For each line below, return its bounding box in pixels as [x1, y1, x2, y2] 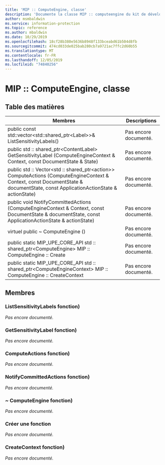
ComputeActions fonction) [5, 350, 70, 357]
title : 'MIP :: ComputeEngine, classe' [5, 7, 87, 12]
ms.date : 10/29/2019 [5, 35, 48, 40]
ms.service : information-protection [5, 21, 80, 26]
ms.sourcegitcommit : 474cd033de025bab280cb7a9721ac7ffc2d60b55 [5, 44, 137, 49]
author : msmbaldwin [5, 16, 45, 21]
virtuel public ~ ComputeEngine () [7, 228, 86, 235]
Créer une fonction [5, 420, 52, 427]
